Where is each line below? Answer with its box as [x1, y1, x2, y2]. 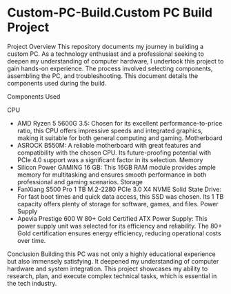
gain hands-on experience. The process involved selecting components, [7, 64, 213, 72]
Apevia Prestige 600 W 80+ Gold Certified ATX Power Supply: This [17, 214, 208, 222]
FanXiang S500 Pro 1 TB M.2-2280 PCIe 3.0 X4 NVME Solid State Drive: [17, 185, 222, 193]
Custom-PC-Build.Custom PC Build [7, 5, 212, 21]
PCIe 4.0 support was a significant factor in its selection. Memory [17, 155, 203, 164]
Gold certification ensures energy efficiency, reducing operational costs [17, 229, 222, 237]
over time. [17, 236, 46, 244]
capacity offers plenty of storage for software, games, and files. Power [17, 199, 219, 208]
